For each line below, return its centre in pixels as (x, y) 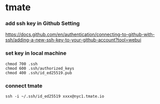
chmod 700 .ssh (22, 64)
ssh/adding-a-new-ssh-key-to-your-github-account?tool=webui (73, 40)
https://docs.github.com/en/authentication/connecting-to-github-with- (80, 34)
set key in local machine (36, 53)
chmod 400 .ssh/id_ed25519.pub (39, 73)
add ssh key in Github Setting (43, 24)
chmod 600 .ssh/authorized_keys (40, 68)
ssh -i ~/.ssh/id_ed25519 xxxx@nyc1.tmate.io (55, 96)
